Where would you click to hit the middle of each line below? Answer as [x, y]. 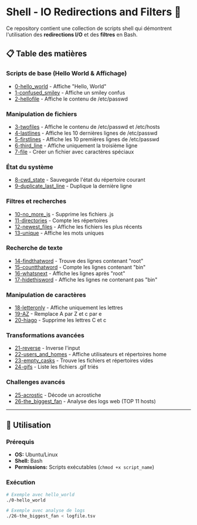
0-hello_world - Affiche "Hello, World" [60, 86]
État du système [30, 167]
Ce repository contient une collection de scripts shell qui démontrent [89, 28]
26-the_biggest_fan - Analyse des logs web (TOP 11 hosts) [85, 401]
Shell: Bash [28, 461]
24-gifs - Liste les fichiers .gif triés [56, 367]
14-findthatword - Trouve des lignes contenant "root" [79, 260]
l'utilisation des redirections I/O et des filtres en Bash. [72, 34]
